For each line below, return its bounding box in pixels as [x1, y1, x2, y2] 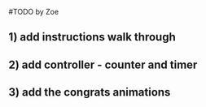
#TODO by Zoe [8, 7, 59, 16]
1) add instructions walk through [8, 30, 177, 44]
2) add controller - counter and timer [8, 58, 198, 71]
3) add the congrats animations [8, 85, 171, 100]
